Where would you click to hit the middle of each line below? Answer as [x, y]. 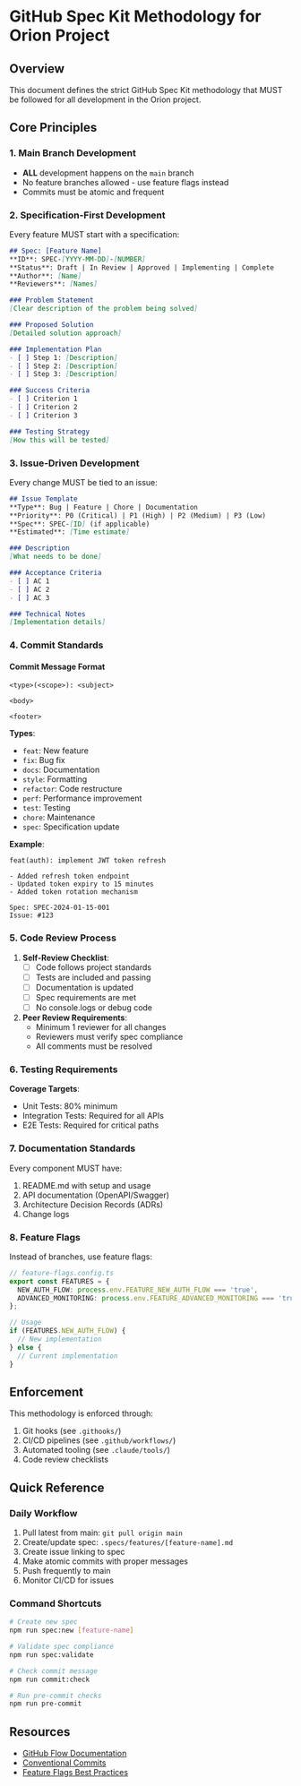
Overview [37, 69]
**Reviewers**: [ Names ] [54, 284]
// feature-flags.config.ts [62, 1273]
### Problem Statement [52, 301]
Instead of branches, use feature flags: [81, 1257]
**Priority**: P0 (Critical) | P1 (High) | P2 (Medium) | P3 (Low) [138, 515]
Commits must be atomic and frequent [93, 192]
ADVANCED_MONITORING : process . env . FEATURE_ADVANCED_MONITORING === [146, 1298]
